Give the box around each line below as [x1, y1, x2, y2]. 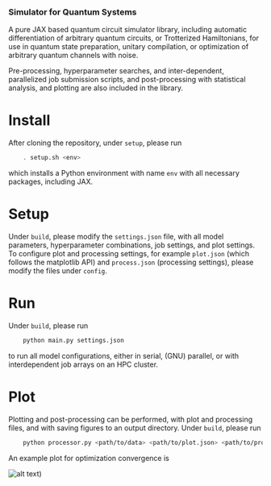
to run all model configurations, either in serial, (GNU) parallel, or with [8, 351, 240, 360]
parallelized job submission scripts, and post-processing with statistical [8, 75, 246, 85]
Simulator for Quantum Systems [8, 6, 137, 18]
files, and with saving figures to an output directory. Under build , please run [8, 422, 261, 433]
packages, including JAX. [8, 177, 94, 187]
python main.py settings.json [23, 336, 125, 344]
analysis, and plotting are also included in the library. [8, 83, 184, 93]
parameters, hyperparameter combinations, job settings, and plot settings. [8, 240, 256, 250]
